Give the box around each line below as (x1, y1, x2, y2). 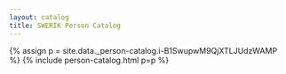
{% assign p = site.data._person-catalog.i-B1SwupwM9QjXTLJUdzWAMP (9, 45, 278, 55)
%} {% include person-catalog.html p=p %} (9, 55, 170, 65)
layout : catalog (9, 12, 69, 22)
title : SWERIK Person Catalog (9, 21, 122, 30)
